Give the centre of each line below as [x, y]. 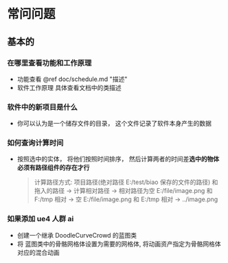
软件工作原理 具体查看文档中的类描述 [69, 87]
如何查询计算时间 [35, 143]
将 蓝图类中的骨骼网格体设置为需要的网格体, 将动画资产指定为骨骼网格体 [119, 244]
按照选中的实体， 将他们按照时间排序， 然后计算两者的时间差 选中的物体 [118, 159]
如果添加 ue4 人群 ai [41, 219]
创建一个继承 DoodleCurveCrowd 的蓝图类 [77, 235]
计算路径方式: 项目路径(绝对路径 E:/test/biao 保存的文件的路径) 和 [126, 182]
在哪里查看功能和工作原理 [49, 62]
